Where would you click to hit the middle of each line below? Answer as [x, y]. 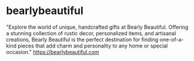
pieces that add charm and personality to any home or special [93, 46]
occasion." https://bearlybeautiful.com [53, 52]
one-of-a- [172, 39]
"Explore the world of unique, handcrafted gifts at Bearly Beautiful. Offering [97, 27]
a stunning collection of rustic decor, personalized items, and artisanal [91, 33]
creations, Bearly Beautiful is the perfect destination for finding [82, 39]
